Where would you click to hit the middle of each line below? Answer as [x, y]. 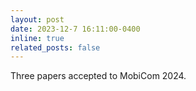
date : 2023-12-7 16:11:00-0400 [75, 29]
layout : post [37, 19]
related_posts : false [55, 47]
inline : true [37, 38]
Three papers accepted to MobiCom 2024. [98, 76]
